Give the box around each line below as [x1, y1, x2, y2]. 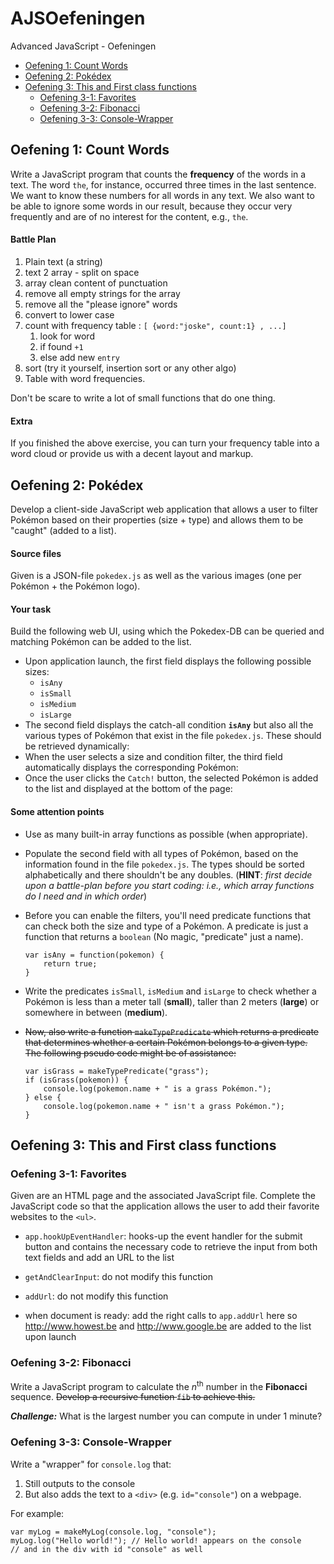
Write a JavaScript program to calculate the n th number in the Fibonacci [10, 1378, 308, 1392]
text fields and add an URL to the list [24, 1252, 175, 1264]
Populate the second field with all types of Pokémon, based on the [24, 847, 299, 859]
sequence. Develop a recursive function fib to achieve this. [10, 1391, 256, 1403]
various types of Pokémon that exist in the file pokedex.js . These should [24, 730, 322, 742]
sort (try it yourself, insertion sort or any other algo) [24, 362, 237, 374]
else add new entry [39, 351, 120, 363]
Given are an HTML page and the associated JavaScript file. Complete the [10, 1190, 316, 1202]
